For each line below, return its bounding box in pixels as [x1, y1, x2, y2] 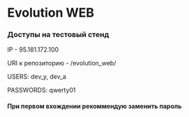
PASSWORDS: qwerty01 [7, 86, 76, 95]
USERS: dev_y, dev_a [7, 72, 66, 81]
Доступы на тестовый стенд [7, 30, 109, 40]
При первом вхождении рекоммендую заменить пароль [7, 102, 182, 111]
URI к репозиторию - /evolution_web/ [7, 59, 116, 68]
